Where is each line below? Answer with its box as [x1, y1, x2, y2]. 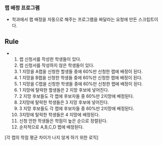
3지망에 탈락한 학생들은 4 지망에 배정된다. [19, 112, 100, 118]
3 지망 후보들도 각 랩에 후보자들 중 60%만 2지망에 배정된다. [19, 106, 134, 111]
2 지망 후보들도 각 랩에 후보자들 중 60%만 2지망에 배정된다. [19, 93, 134, 99]
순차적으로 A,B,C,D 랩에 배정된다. [19, 124, 84, 130]
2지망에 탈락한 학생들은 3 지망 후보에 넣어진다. [19, 100, 109, 106]
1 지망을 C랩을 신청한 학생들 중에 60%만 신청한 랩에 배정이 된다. [19, 81, 143, 87]
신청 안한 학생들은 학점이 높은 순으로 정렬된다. [19, 118, 108, 124]
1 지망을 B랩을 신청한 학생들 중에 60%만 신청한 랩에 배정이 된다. [19, 75, 143, 81]
